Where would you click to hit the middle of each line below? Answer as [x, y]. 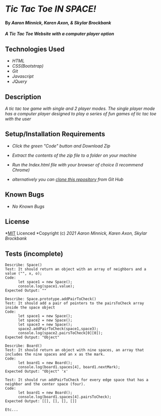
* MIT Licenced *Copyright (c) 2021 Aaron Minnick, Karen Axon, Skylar [76, 233]
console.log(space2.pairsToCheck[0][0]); [60, 333]
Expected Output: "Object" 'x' [37, 371]
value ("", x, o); [24, 273]
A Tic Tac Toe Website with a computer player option [60, 34]
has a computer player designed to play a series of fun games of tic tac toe [81, 114]
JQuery [20, 82]
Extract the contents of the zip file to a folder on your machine [74, 155]
